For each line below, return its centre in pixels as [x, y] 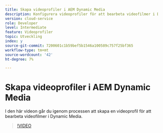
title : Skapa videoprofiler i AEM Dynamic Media [55, 9]
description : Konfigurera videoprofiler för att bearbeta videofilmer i [80, 14]
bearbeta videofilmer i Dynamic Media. [44, 116]
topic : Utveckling [24, 37]
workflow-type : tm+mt [27, 50]
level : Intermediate [26, 28]
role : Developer [21, 23]
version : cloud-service [29, 18]
